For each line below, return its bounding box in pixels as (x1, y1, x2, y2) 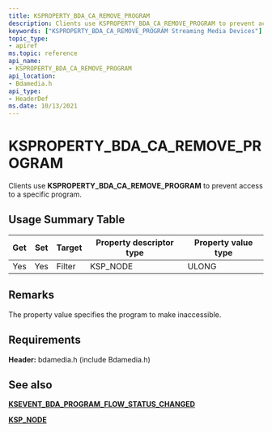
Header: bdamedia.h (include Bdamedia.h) (8, 354, 151, 364)
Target (56, 242, 83, 253)
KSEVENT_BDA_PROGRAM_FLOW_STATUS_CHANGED (8, 400, 196, 409)
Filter (56, 260, 76, 272)
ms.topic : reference (8, 49, 79, 57)
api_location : (8, 72, 57, 80)
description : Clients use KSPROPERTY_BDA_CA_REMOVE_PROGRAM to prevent (8, 19, 255, 28)
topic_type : (8, 34, 49, 43)
